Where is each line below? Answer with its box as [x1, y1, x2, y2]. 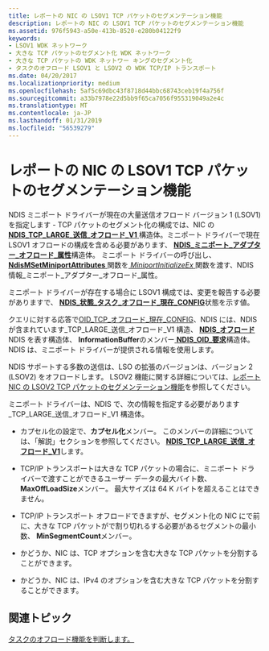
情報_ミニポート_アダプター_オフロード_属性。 [8, 270, 162, 280]
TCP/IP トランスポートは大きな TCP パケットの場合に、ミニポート [19, 463, 239, 473]
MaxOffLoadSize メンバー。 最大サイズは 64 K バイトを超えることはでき [19, 483, 260, 493]
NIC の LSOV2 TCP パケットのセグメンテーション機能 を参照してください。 [8, 382, 255, 392]
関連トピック [8, 612, 72, 625]
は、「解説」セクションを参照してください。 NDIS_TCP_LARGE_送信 [19, 436, 245, 446]
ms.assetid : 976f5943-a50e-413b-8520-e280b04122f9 [8, 27, 181, 35]
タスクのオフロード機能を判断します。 [8, 634, 135, 644]
